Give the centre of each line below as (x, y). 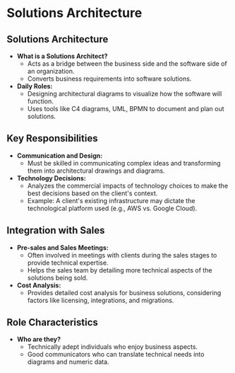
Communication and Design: (60, 155)
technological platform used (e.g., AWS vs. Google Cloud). (112, 208)
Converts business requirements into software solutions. (109, 79)
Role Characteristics (52, 322)
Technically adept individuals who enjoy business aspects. (113, 347)
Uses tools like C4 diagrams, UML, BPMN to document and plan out (126, 109)
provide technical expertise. (68, 263)
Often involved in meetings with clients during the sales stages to (122, 255)
